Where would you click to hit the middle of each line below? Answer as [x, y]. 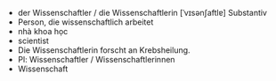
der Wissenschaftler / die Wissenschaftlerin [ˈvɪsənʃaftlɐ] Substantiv [142, 13]
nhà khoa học [43, 31]
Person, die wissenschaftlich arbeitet [85, 22]
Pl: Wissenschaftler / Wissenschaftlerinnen [96, 59]
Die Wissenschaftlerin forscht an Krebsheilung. [104, 50]
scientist [33, 40]
